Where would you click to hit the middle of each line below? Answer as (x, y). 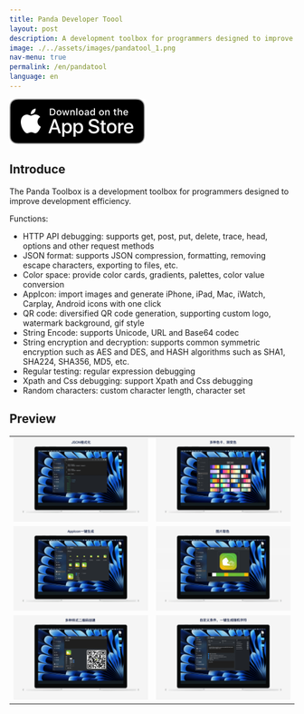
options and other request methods (88, 246)
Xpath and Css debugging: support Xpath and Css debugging (138, 380)
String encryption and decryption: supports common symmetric (141, 342)
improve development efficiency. (71, 201)
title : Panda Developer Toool (66, 19)
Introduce (38, 169)
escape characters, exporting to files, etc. (100, 265)
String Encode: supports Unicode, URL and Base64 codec (131, 332)
